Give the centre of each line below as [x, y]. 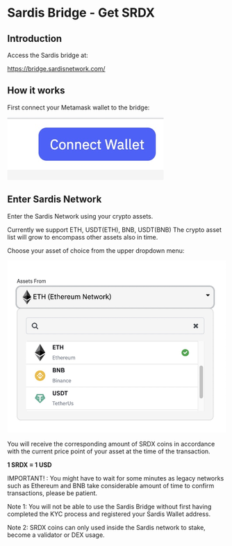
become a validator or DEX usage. [56, 535]
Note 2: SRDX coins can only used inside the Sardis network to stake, [107, 527]
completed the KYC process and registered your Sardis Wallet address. [109, 514]
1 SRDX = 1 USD [30, 465]
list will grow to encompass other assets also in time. [83, 237]
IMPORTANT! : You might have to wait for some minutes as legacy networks [116, 478]
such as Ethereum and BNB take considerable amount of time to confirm [111, 485]
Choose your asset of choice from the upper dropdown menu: [96, 250]
